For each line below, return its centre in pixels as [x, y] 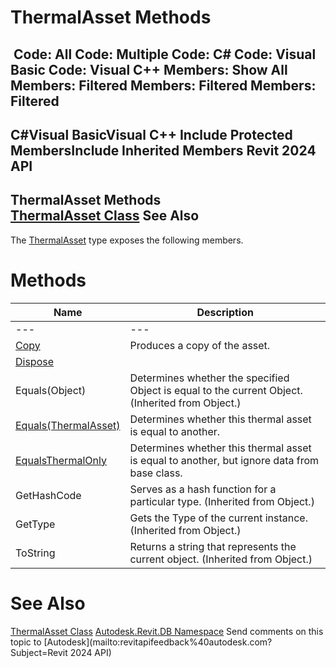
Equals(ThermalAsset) [68, 425]
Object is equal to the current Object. [216, 390]
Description [225, 312]
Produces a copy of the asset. [200, 345]
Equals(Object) [51, 390]
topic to [26, 642]
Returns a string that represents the [213, 546]
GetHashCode [48, 495]
